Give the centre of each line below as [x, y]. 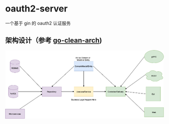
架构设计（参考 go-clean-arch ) [54, 40]
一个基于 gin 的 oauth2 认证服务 [38, 23]
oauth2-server [36, 9]
